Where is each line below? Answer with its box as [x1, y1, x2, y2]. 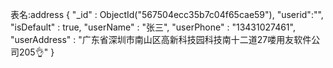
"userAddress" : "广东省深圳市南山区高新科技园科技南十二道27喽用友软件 [10, 34, 312, 45]
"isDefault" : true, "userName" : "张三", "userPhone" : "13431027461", [10, 21, 296, 33]
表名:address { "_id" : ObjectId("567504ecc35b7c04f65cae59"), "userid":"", [10, 9, 324, 20]
